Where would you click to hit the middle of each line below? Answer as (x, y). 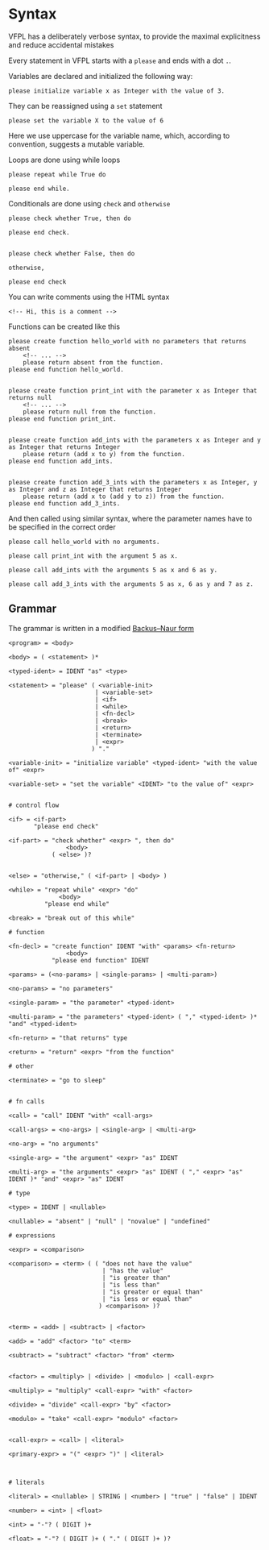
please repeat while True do (57, 174)
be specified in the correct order (62, 527)
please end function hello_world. (66, 369)
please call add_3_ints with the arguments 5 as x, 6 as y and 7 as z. (131, 584)
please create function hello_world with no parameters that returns (128, 341)
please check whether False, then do (72, 253)
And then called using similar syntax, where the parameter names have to (130, 518)
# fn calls (27, 1101)
